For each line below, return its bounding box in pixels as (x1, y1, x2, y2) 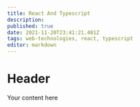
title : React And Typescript (7, 10, 91, 17)
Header (7, 71, 50, 87)
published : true (7, 22, 54, 29)
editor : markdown (7, 42, 57, 48)
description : (7, 16, 45, 23)
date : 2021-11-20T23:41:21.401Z (7, 29, 100, 36)
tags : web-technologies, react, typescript (7, 35, 134, 42)
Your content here (7, 93, 58, 102)
